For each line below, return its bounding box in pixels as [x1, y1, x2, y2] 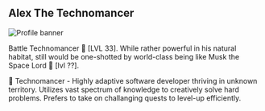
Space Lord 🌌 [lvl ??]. [8, 60, 79, 70]
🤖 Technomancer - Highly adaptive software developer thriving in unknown [8, 76, 258, 85]
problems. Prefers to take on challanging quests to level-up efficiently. [8, 92, 242, 103]
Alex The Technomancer [8, 6, 135, 20]
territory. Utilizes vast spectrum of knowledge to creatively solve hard [8, 84, 240, 94]
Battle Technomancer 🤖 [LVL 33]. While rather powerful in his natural [8, 43, 237, 53]
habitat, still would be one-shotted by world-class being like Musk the [8, 51, 240, 61]
